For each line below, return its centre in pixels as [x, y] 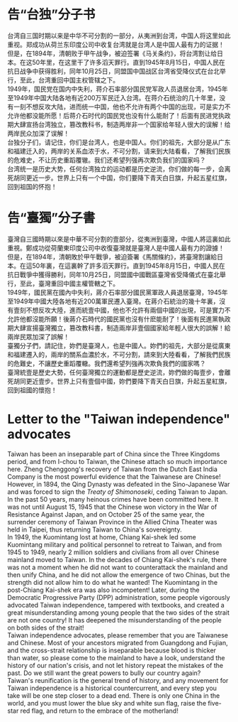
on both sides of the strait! [46, 627]
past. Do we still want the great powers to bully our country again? [104, 673]
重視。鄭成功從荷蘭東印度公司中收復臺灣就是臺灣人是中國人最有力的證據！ [116, 248]
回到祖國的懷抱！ [32, 390]
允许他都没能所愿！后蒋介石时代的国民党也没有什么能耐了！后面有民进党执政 [119, 115]
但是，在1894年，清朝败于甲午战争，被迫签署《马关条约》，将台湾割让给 [112, 53]
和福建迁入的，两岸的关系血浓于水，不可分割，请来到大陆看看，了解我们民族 [119, 151]
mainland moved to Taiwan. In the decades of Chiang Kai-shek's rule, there [117, 559]
